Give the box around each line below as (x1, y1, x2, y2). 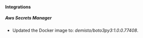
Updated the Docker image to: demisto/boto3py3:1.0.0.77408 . (12, 27, 139, 33)
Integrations (5, 4, 31, 10)
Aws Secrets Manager (5, 15, 52, 21)
